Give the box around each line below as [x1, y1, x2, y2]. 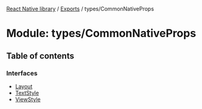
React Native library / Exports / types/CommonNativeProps [6, 5, 154, 12]
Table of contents [6, 51, 74, 61]
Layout [15, 82, 33, 90]
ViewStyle [15, 96, 41, 103]
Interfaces [6, 69, 38, 77]
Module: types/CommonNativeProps [6, 27, 197, 40]
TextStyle [15, 89, 40, 96]
